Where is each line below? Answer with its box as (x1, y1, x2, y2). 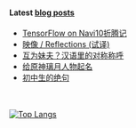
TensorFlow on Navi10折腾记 (21, 28, 127, 39)
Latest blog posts (9, 7, 76, 18)
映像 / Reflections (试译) (21, 39, 110, 50)
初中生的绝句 (21, 72, 69, 84)
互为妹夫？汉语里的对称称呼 (21, 50, 124, 61)
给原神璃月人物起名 (21, 61, 93, 72)
